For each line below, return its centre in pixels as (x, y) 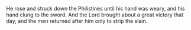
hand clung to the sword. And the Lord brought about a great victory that (95, 15)
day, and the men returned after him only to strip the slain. (77, 21)
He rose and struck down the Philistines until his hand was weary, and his (96, 9)
